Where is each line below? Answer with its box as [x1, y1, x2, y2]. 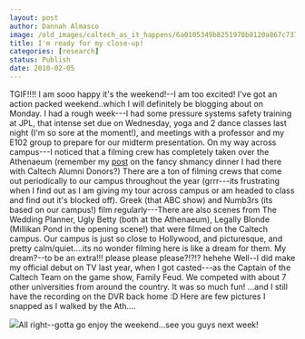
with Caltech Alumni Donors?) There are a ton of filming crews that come [9, 165, 282, 177]
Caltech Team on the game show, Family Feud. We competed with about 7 [9, 271, 287, 282]
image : [9, 30, 34, 39]
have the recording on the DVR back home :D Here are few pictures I [9, 291, 266, 302]
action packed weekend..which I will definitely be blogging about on [9, 98, 264, 109]
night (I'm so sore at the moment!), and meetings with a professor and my [9, 127, 285, 138]
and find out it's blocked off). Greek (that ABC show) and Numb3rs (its [9, 194, 273, 205]
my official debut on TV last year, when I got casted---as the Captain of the [9, 262, 291, 273]
